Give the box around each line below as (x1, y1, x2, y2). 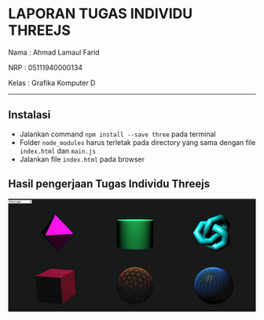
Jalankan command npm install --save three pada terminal (19, 129, 216, 139)
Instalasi (8, 108, 51, 122)
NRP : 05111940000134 (8, 62, 83, 72)
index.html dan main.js (19, 146, 97, 155)
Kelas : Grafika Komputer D (8, 78, 96, 87)
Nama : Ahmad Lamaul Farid (8, 47, 100, 57)
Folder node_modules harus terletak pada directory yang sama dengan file (19, 137, 256, 147)
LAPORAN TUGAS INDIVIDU (8, 5, 193, 23)
